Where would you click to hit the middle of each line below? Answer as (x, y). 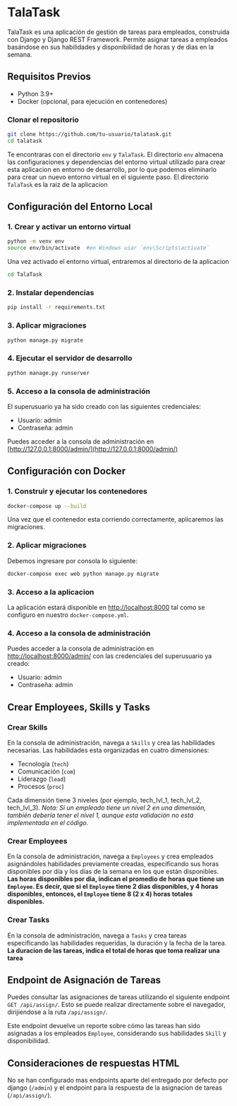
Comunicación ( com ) (47, 771)
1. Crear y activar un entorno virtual (69, 227)
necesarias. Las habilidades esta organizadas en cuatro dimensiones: (108, 750)
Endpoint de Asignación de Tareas (84, 980)
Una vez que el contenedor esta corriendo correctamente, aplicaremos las (115, 519)
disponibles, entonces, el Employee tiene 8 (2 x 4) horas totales (100, 894)
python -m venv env (36, 241)
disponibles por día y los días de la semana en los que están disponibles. (113, 872)
